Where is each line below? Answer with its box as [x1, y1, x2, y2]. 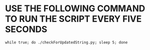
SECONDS [5, 24, 47, 35]
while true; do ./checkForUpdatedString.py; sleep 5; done [5, 40, 128, 45]
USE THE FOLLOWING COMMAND [5, 3, 146, 14]
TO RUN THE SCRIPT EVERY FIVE [5, 13, 142, 25]
